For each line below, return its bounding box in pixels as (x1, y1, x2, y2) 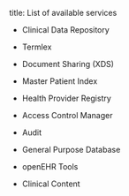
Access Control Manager (21, 110, 113, 120)
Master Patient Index (21, 76, 98, 87)
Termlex (21, 41, 52, 52)
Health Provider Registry (21, 93, 112, 103)
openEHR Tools (21, 162, 79, 171)
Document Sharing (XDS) (21, 59, 115, 69)
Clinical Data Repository (21, 25, 110, 34)
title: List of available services (9, 8, 118, 18)
